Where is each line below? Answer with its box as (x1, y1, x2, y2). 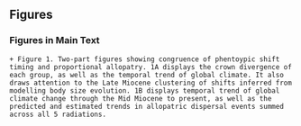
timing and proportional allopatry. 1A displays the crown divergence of (9, 62, 293, 71)
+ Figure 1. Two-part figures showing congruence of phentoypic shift (9, 54, 280, 64)
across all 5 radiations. (9, 110, 106, 119)
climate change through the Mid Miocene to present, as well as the (9, 94, 272, 103)
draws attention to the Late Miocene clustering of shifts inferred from (9, 78, 293, 87)
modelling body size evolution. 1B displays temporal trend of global (9, 85, 280, 95)
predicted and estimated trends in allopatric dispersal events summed (9, 102, 284, 111)
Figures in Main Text (9, 34, 101, 47)
